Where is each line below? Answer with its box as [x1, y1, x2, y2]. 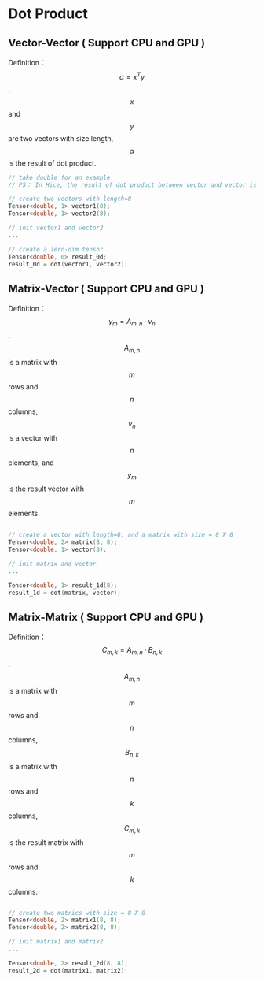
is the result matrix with [8, 837, 84, 847]
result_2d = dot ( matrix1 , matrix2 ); [8, 966, 128, 974]
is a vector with [8, 433, 58, 442]
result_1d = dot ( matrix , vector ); [8, 589, 122, 597]
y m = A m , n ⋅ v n [108, 317, 156, 328]
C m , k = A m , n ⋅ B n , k [101, 645, 163, 657]
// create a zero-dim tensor [8, 245, 104, 253]
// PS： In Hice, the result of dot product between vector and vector [8, 180, 247, 189]
